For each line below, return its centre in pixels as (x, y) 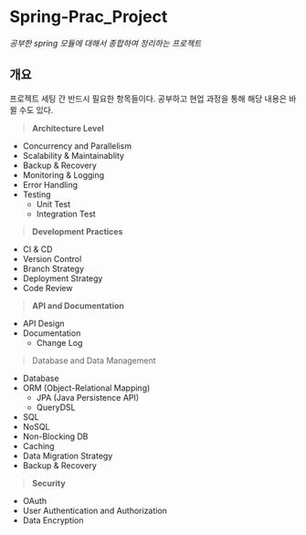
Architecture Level (68, 128)
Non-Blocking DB (55, 436)
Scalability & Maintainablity (74, 155)
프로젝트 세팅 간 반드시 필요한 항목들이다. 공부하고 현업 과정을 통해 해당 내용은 (148, 99)
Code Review (47, 288)
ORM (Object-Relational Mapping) (86, 388)
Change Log (59, 342)
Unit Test (53, 204)
